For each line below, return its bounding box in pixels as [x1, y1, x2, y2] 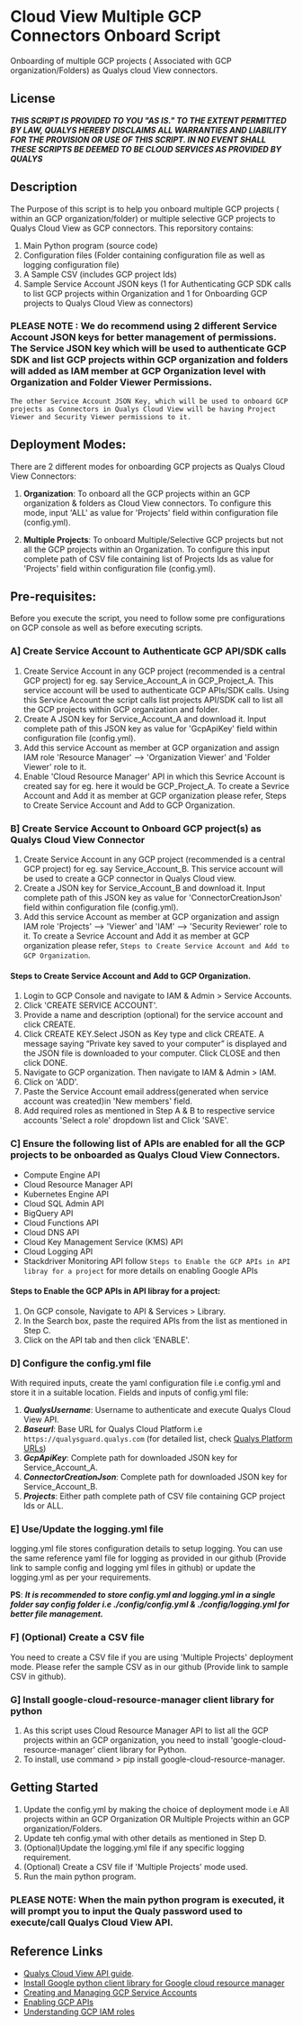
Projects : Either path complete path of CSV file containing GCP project [22, 1490, 286, 1502]
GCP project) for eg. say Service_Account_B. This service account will [22, 864, 284, 875]
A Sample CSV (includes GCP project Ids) [22, 269, 178, 280]
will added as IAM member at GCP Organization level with [10, 365, 266, 378]
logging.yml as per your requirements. [10, 1572, 152, 1583]
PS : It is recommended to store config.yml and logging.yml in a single [10, 1590, 276, 1600]
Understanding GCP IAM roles [22, 2006, 136, 2017]
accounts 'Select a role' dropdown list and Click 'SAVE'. [22, 1115, 229, 1126]
